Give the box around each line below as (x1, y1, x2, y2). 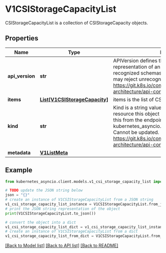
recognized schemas (113, 69, 162, 76)
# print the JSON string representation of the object (5, 206, 121, 211)
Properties (5, 34, 39, 42)
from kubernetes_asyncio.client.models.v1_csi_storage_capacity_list (5, 179, 152, 184)
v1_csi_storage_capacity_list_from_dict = (5, 234, 94, 239)
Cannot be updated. (113, 128, 160, 135)
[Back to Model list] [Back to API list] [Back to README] (5, 243, 119, 249)
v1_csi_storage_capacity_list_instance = (5, 202, 92, 207)
